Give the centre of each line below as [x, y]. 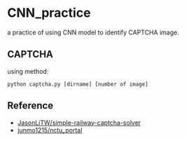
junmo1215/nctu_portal [50, 130]
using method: [28, 71]
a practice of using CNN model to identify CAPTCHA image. [93, 32]
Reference [30, 106]
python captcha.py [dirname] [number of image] [78, 84]
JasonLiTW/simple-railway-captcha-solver [79, 122]
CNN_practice [49, 13]
